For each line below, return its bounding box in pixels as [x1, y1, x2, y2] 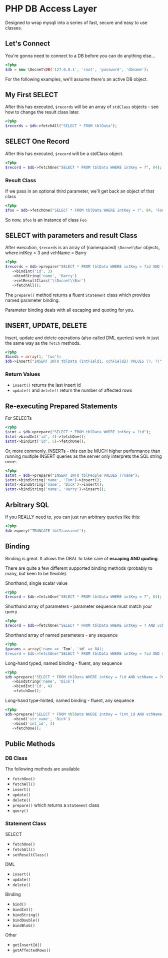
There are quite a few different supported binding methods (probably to [5, 565, 152, 571]
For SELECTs [5, 415, 32, 421]
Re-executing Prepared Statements [5, 402, 117, 410]
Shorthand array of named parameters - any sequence [5, 632, 118, 638]
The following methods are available [5, 766, 80, 772]
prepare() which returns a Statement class [12, 802, 99, 808]
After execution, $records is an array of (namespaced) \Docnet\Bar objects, [5, 245, 160, 251]
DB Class [5, 754, 27, 761]
